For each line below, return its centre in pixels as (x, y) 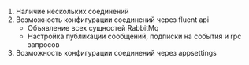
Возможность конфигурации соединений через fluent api (112, 20)
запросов (43, 45)
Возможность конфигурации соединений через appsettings (116, 53)
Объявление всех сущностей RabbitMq (93, 28)
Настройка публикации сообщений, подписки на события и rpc (134, 36)
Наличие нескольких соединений (72, 11)
